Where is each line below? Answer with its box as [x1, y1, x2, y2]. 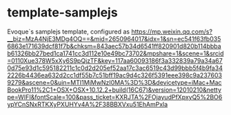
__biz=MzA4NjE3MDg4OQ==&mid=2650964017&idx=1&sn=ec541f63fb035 [7, 34, 221, 42]
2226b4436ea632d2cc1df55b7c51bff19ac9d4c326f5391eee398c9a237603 [7, 71, 223, 79]
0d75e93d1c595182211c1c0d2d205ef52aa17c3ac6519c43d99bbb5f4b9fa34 [7, 64, 223, 72]
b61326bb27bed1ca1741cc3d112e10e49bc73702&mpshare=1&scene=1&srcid [7, 49, 224, 57]
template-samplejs [7, 5, 119, 21]
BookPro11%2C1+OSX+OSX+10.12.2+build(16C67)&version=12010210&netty [7, 86, 222, 94]
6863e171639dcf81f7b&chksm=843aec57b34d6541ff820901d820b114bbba [7, 42, 222, 50]
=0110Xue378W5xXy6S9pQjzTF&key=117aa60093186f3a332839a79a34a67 [7, 56, 223, 64]
